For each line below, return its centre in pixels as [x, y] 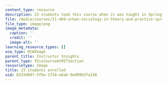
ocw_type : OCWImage [25, 51]
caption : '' [22, 33]
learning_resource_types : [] [35, 47]
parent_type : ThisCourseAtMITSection [44, 61]
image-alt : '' [24, 42]
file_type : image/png [28, 24]
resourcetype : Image [27, 65]
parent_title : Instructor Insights [42, 56]
